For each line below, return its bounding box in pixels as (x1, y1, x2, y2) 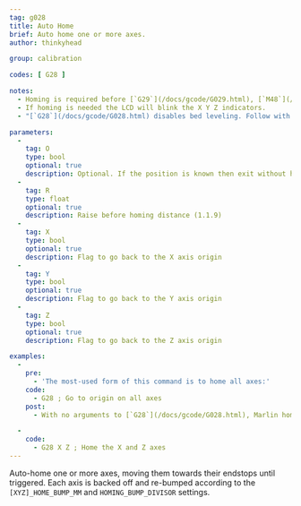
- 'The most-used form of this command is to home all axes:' (32, 377, 271, 386)
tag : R (25, 185, 50, 195)
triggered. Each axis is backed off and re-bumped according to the (9, 476, 256, 488)
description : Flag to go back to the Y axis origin (25, 295, 222, 304)
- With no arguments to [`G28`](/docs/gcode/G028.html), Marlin (32, 410, 279, 419)
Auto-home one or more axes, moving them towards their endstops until (9, 467, 276, 478)
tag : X (25, 227, 50, 237)
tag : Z (25, 311, 50, 320)
